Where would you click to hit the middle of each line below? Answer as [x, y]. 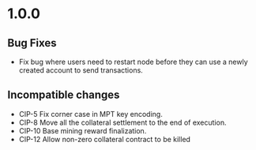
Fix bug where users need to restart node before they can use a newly [133, 62]
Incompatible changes [64, 95]
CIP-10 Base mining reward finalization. [83, 130]
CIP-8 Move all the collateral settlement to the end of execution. [122, 122]
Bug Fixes [32, 43]
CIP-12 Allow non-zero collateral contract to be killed [105, 139]
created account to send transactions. [81, 70]
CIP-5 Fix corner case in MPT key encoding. [90, 114]
